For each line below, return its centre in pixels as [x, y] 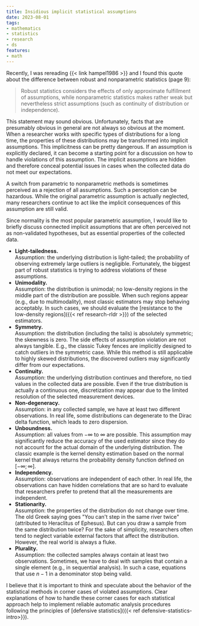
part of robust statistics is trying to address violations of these [91, 270]
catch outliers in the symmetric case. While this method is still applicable [104, 352]
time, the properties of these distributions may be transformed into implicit [97, 140]
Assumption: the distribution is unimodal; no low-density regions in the [101, 289]
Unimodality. [31, 282]
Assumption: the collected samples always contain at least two [91, 555]
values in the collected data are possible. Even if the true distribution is [101, 384]
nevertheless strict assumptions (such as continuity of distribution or [105, 103]
